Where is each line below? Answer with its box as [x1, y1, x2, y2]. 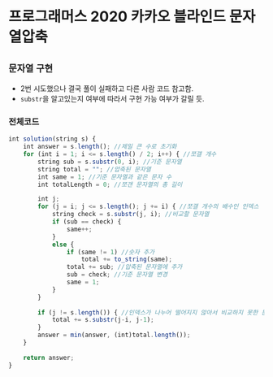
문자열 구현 [8, 63, 54, 74]
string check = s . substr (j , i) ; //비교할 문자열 [51, 210, 210, 219]
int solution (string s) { [8, 135, 96, 143]
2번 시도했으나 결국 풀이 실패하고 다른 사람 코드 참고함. [19, 84, 194, 93]
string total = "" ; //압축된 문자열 [37, 165, 152, 173]
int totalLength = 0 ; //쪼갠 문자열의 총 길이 [37, 180, 183, 188]
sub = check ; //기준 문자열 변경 [66, 271, 168, 279]
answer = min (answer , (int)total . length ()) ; [37, 331, 191, 340]
